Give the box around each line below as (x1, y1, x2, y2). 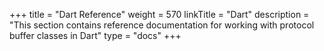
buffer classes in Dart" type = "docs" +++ (9, 30, 182, 41)
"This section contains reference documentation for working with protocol (9, 19, 315, 31)
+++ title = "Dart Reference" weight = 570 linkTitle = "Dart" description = (9, 9, 310, 20)
